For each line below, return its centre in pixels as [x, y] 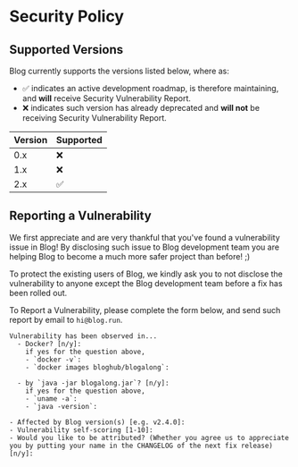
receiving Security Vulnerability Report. [94, 118]
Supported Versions [66, 50]
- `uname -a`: [51, 399]
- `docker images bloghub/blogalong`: [97, 367]
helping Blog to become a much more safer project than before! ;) [130, 256]
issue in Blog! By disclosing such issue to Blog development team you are [144, 247]
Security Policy [67, 17]
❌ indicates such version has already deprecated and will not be [141, 108]
